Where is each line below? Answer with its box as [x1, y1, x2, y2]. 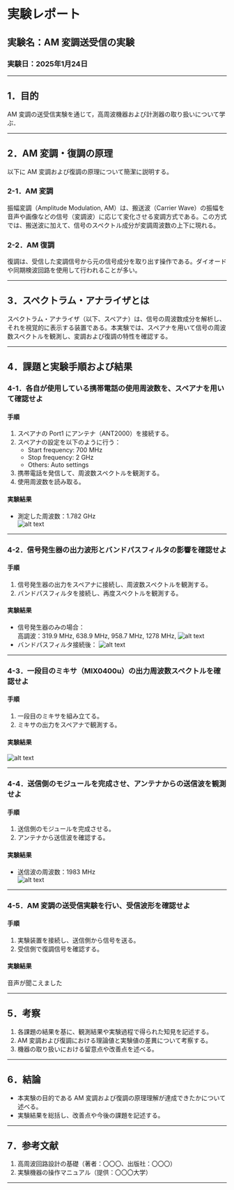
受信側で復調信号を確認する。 [17, 945, 103, 953]
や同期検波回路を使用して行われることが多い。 [7, 266, 141, 275]
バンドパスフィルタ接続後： [17, 640, 97, 649]
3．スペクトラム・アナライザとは [7, 295, 150, 307]
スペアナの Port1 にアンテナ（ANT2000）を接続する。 [17, 429, 173, 438]
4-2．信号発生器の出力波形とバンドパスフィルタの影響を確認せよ [7, 545, 227, 555]
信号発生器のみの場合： [17, 623, 85, 631]
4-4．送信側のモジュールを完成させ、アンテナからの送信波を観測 [7, 779, 226, 789]
